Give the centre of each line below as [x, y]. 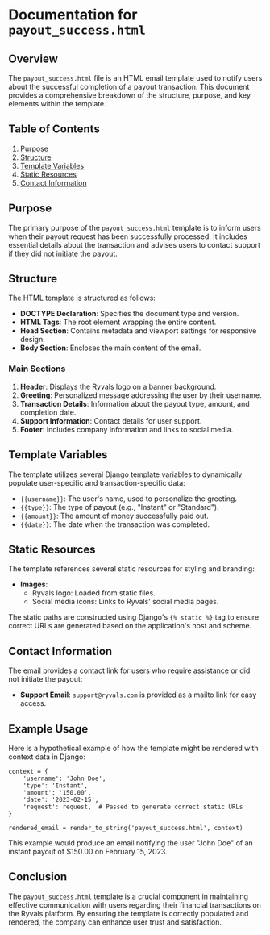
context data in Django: [47, 757]
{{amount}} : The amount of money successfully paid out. [114, 516]
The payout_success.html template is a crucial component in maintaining [128, 896]
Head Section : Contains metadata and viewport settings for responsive [138, 331]
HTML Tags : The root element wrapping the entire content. [118, 322]
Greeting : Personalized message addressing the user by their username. [141, 395]
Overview [33, 58]
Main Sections [37, 369]
